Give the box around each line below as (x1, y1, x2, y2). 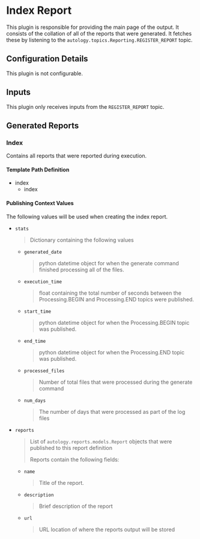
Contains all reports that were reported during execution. (6, 152, 147, 159)
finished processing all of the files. (38, 266, 124, 273)
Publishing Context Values (6, 200, 74, 207)
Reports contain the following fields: (29, 455, 120, 463)
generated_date (23, 249, 62, 255)
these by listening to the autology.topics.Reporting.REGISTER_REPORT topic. (6, 36, 193, 43)
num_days (23, 398, 46, 404)
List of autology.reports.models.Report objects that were (29, 437, 172, 445)
